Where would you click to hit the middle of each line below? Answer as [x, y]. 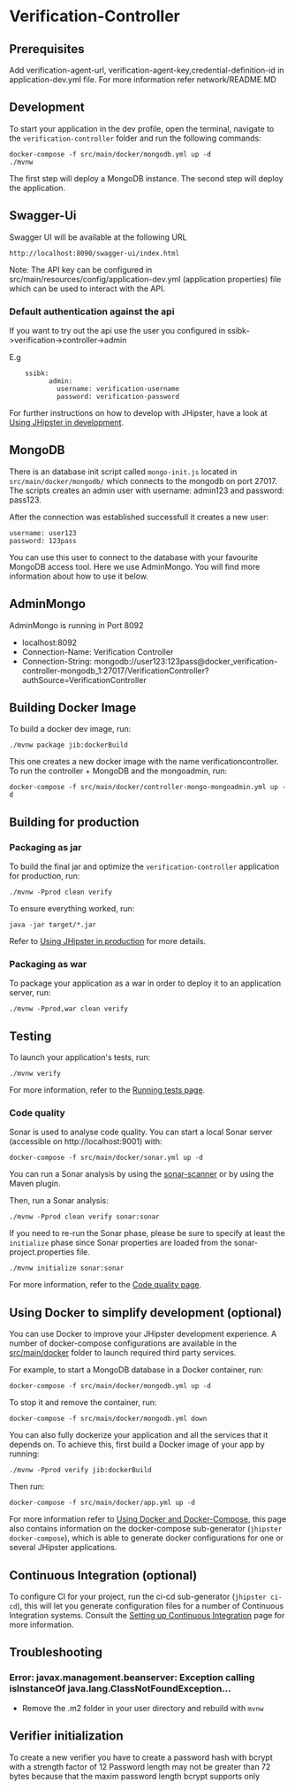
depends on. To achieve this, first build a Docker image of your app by [137, 1445]
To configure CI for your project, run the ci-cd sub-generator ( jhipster [138, 1597]
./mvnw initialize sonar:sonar [67, 1268]
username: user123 [43, 533]
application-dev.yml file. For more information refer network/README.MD [143, 80]
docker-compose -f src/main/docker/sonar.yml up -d [106, 1158]
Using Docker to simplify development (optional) [146, 1313]
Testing [30, 1036]
